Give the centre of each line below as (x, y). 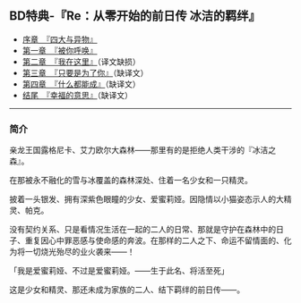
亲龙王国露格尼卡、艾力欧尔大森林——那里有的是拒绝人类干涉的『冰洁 (139, 150)
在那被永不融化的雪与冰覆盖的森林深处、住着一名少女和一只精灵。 (131, 181)
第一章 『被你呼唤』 (60, 50)
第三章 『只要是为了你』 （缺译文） (85, 72)
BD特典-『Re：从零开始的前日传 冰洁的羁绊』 (135, 16)
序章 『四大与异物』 (60, 39)
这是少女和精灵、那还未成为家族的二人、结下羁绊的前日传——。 (127, 290)
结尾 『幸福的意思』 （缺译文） (77, 95)
